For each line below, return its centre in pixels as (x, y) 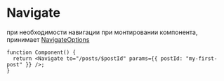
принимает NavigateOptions (48, 39)
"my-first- (202, 58)
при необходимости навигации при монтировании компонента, (102, 32)
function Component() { (41, 52)
